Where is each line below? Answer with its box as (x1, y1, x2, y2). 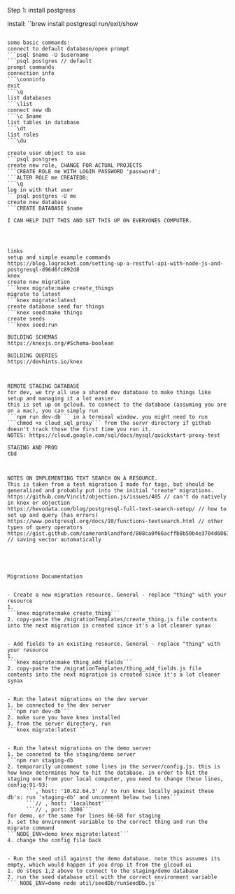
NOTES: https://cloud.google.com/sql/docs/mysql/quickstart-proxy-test (7, 432, 220, 439)
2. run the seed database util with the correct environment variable (7, 874, 218, 881)
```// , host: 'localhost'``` (25, 800, 114, 807)
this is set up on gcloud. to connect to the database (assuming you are (7, 401, 227, 408)
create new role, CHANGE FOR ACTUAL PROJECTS (7, 162, 142, 169)
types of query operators (7, 524, 83, 531)
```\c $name (7, 113, 42, 120)
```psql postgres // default (7, 57, 92, 65)
